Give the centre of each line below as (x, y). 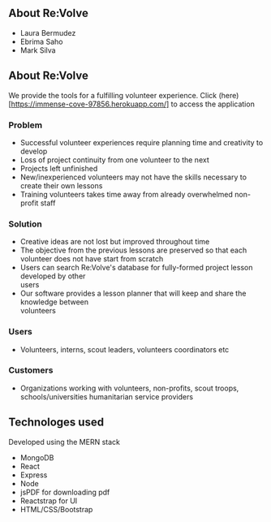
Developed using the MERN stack (64, 442)
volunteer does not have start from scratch (92, 259)
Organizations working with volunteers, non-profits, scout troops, (129, 388)
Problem (26, 125)
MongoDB (37, 457)
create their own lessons (61, 185)
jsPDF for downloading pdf (65, 492)
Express (34, 475)
